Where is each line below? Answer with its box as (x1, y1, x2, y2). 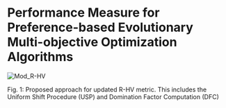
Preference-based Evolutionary (7, 19, 193, 35)
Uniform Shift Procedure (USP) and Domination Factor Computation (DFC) (7, 92, 219, 101)
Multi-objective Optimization (7, 35, 177, 50)
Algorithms (7, 49, 74, 65)
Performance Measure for (7, 5, 160, 21)
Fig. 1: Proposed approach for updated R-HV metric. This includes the (7, 85, 207, 93)
